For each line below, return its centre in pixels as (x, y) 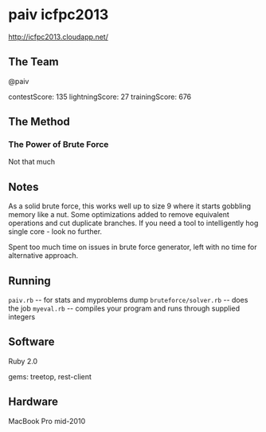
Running (30, 281)
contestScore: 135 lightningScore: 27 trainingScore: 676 (100, 97)
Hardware (33, 402)
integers (22, 317)
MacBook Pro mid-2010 (47, 421)
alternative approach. (43, 256)
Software (31, 342)
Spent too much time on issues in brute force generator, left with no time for (133, 247)
